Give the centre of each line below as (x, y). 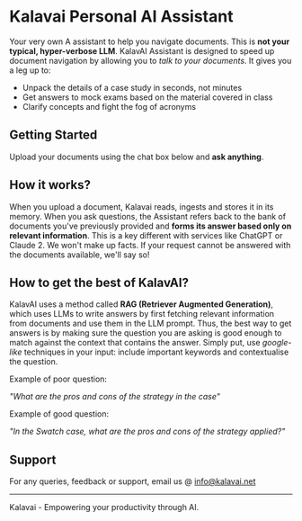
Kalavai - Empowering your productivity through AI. (104, 508)
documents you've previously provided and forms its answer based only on (151, 226)
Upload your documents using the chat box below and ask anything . (137, 157)
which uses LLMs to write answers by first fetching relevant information (142, 314)
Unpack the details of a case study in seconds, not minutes (132, 87)
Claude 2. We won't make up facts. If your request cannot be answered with (150, 245)
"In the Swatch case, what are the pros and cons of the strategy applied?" (147, 431)
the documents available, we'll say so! (80, 255)
